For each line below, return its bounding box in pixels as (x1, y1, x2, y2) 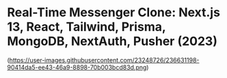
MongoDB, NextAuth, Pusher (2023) (7, 34, 217, 49)
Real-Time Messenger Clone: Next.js (7, 5, 221, 20)
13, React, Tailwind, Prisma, (7, 19, 166, 35)
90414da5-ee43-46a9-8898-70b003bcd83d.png (7, 63, 147, 71)
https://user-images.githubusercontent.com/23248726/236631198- (9, 56, 200, 64)
